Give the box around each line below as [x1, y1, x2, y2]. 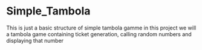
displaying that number [6, 37, 64, 44]
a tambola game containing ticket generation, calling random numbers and [6, 30, 192, 37]
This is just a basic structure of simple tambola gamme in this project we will [6, 24, 197, 31]
